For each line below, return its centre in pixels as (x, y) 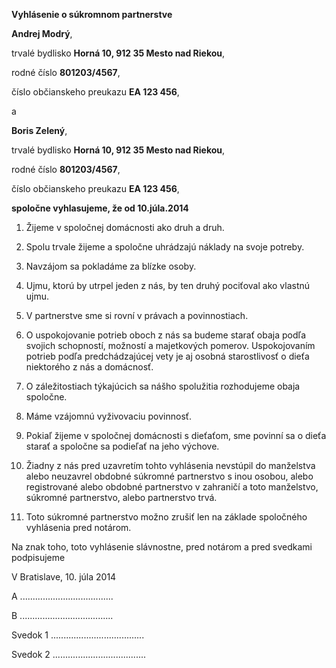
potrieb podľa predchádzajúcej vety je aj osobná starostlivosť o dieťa (167, 356)
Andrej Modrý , (42, 33)
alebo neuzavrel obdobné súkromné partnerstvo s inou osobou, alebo (169, 476)
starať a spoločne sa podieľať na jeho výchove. (122, 446)
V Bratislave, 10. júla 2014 (64, 577)
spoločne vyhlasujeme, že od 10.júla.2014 (100, 208)
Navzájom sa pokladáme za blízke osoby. (111, 266)
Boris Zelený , (39, 130)
